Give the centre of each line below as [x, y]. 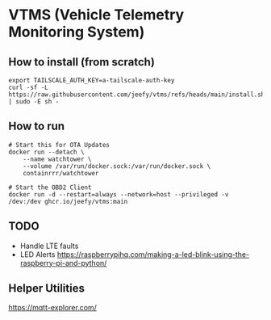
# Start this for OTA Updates [59, 145]
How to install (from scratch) [82, 62]
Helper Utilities [46, 288]
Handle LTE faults [49, 246]
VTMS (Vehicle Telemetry [96, 15]
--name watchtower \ [57, 159]
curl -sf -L [28, 87]
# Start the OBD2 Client [50, 187]
